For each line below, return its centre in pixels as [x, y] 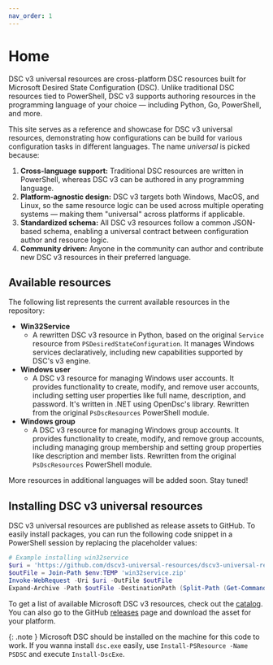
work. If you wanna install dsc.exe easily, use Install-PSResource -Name [128, 645]
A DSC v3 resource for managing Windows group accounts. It [136, 430]
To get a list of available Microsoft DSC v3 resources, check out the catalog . [136, 603]
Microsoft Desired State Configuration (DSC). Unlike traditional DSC [121, 87]
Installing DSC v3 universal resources [106, 506]
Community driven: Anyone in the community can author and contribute [142, 248]
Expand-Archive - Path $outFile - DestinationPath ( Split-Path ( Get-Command [138, 588]
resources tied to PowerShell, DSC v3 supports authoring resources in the [132, 96]
